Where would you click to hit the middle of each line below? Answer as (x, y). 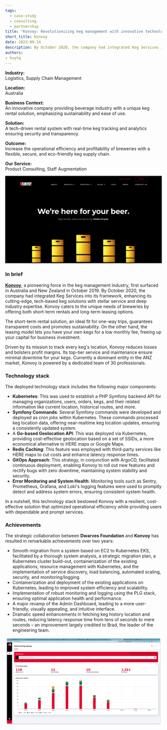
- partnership (24, 26)
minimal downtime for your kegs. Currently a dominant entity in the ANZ (79, 357)
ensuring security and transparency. (42, 133)
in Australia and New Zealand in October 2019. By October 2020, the (75, 290)
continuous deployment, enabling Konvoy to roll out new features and (83, 465)
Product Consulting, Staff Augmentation (46, 169)
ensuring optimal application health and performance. (67, 598)
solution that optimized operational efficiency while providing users (93, 507)
